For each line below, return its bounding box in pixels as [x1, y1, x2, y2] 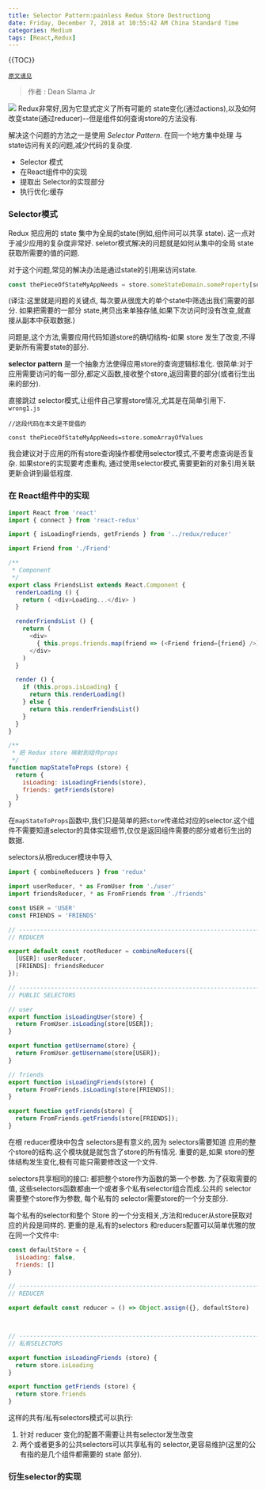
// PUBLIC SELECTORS [8, 991, 77, 999]
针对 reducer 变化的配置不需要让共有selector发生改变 [19, 1430, 194, 1439]
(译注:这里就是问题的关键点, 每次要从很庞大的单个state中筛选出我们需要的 [8, 296, 248, 306]
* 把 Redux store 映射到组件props [11, 749, 119, 757]
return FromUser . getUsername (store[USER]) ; [15, 1050, 161, 1058]
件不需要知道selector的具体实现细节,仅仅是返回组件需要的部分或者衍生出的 [8, 826, 252, 835]
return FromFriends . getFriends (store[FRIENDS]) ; [15, 1115, 179, 1122]
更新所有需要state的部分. [8, 342, 89, 352]
